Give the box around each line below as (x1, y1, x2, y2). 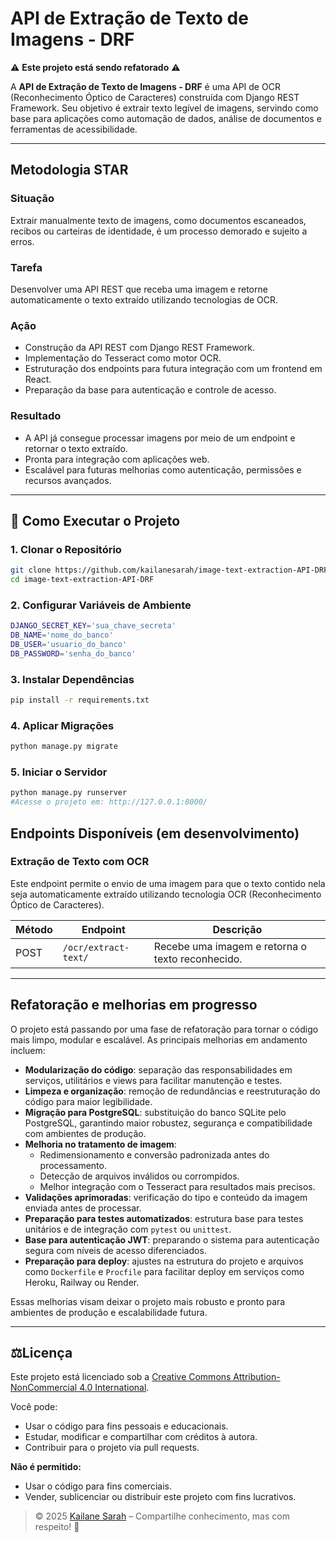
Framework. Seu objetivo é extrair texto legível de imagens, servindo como (10, 102, 319, 114)
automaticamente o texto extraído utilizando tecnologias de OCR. (10, 293, 279, 306)
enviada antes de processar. (24, 1202, 142, 1214)
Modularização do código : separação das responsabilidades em (24, 1063, 293, 1076)
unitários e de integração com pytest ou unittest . (24, 1223, 232, 1235)
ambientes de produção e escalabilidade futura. (10, 1306, 208, 1318)
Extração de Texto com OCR (10, 855, 150, 869)
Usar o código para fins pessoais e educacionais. (24, 1420, 229, 1432)
